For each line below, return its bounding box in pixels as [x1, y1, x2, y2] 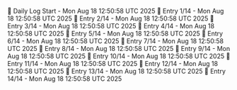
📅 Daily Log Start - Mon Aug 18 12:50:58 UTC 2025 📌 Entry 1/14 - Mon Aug [7, 7, 224, 15]
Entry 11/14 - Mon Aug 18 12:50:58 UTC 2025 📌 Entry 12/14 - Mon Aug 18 [7, 60, 218, 67]
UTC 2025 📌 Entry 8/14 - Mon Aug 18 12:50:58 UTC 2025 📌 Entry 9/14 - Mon [7, 45, 231, 52]
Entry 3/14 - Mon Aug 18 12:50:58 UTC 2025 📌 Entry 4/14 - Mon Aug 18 [7, 22, 214, 30]
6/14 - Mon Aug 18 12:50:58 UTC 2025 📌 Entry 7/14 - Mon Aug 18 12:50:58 [7, 37, 224, 45]
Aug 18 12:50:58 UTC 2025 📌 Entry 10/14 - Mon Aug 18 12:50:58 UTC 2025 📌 [7, 52, 231, 60]
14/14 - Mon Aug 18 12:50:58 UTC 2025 [7, 74, 122, 83]
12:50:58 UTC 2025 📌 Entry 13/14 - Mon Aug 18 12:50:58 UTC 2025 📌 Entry [7, 67, 226, 75]
